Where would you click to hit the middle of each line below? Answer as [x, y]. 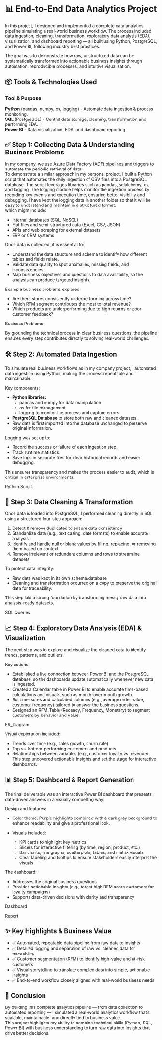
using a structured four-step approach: [44, 519]
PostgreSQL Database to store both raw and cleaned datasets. [75, 418]
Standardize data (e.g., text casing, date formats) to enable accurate [80, 533]
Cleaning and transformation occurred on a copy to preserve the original [84, 583]
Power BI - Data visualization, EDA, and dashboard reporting [65, 129]
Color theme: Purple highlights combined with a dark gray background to [85, 818]
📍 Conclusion [25, 996]
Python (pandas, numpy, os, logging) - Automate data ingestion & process [79, 109]
